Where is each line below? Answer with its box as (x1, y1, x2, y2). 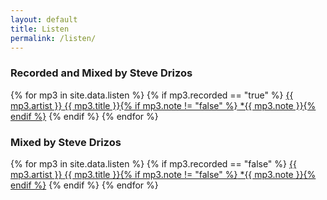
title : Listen (10, 24, 70, 34)
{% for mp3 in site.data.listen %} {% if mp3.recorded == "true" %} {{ (10, 89, 294, 101)
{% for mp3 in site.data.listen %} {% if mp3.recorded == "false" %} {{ (10, 157, 297, 170)
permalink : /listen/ (10, 33, 97, 43)
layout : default (10, 14, 78, 25)
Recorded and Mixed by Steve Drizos (10, 66, 193, 80)
